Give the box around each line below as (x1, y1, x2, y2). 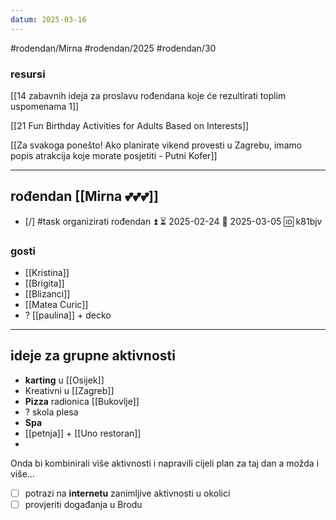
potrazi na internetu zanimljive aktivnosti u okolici (24, 487, 231, 499)
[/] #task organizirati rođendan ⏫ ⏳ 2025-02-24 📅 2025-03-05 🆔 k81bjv (24, 215, 323, 227)
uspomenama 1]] (10, 100, 80, 112)
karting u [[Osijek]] (24, 374, 105, 386)
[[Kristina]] (24, 267, 70, 279)
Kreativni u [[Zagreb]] (24, 384, 115, 396)
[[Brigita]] (24, 277, 65, 290)
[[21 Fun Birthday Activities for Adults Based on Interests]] (10, 119, 250, 131)
